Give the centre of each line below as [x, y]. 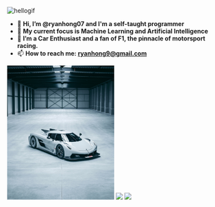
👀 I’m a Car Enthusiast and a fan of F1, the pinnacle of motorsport [111, 38]
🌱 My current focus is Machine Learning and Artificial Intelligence [113, 31]
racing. [27, 46]
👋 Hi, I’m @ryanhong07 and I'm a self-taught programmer [101, 24]
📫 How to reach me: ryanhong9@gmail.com [82, 53]
